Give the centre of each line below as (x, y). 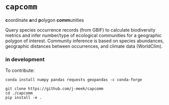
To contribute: (20, 70)
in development (25, 59)
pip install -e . (24, 98)
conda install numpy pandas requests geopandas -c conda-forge (74, 80)
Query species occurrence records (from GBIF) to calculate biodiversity (80, 30)
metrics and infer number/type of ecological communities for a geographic (83, 35)
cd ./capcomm (19, 93)
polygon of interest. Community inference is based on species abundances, (85, 41)
